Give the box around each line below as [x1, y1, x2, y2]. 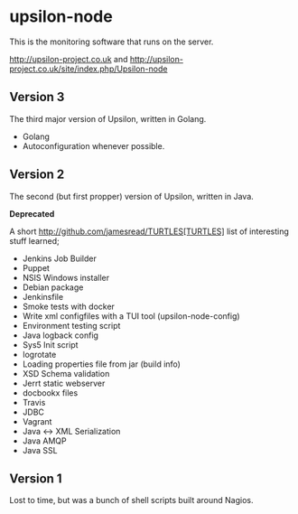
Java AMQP [22, 435, 67, 446]
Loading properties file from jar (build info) [22, 359, 181, 369]
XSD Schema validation [22, 368, 110, 378]
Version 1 [9, 471, 62, 486]
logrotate [22, 349, 57, 360]
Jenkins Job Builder [22, 253, 98, 264]
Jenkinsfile [22, 291, 64, 302]
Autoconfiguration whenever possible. [22, 140, 165, 151]
